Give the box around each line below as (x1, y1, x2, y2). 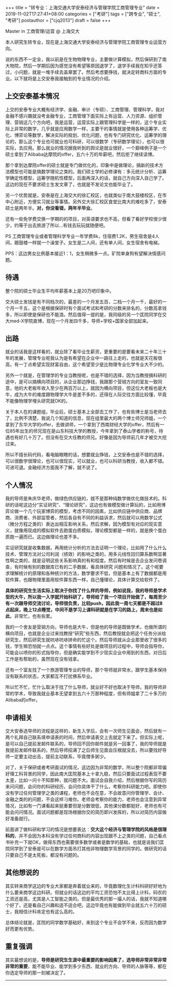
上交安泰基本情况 (5, 92, 59, 101)
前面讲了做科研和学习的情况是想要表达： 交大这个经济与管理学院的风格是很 (5, 826, 162, 832)
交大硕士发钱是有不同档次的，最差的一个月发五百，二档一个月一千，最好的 (5, 298, 162, 304)
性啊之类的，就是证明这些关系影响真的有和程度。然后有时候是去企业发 (5, 557, 154, 564)
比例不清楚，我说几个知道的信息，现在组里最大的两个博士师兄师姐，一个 (14, 415, 167, 421)
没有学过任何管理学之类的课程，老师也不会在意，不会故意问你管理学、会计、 (5, 790, 167, 796)
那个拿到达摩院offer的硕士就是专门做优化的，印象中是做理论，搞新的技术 (5, 162, 159, 168)
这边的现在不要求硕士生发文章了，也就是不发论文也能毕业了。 (5, 181, 136, 187)
